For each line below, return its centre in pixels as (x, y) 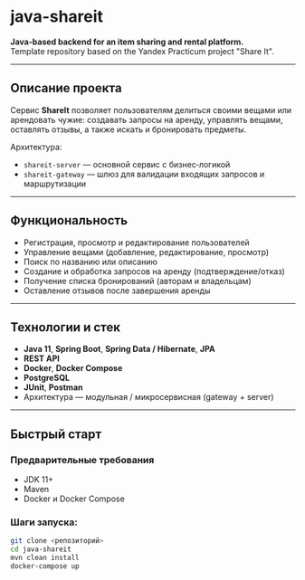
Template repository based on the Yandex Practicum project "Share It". (142, 51)
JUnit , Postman (53, 387)
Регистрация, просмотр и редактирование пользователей (136, 242)
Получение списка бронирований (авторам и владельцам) (137, 280)
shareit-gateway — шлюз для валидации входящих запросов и (144, 174)
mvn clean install (45, 558)
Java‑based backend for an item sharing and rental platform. (127, 42)
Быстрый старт (56, 434)
